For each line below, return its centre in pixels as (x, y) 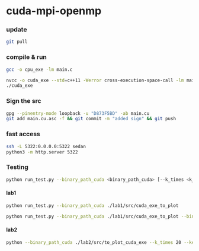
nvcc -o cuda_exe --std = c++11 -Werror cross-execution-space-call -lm (95, 80)
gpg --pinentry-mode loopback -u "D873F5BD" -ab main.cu (78, 113)
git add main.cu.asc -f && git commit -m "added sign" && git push (91, 119)
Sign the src (24, 101)
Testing (17, 167)
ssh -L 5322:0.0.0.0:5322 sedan (46, 146)
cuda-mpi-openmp (54, 11)
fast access (23, 134)
